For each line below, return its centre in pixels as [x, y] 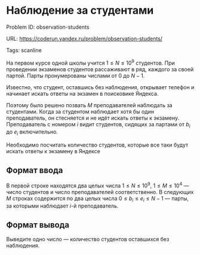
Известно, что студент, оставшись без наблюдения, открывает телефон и [100, 87]
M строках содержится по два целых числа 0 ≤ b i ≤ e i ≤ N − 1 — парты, [98, 199]
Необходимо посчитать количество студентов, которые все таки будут [97, 145]
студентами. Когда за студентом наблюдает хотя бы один [80, 111]
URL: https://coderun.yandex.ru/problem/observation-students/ [84, 38]
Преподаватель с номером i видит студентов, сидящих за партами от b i [98, 125]
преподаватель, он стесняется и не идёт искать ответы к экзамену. [93, 118]
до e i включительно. [32, 133]
